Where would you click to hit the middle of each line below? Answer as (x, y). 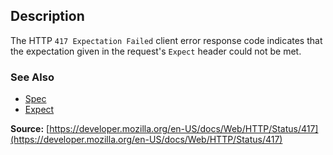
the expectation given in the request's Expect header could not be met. (156, 51)
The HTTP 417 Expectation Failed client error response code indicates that (166, 40)
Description (47, 16)
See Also (32, 77)
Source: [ (30, 129)
